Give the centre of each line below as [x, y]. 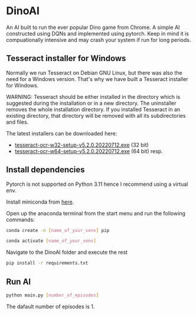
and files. [17, 122]
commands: [21, 220]
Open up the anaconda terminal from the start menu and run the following [96, 213]
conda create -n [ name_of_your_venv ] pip [58, 230]
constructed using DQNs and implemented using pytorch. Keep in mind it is [97, 33]
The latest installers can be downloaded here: [62, 133]
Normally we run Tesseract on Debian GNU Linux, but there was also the [94, 73]
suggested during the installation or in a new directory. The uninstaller [91, 103]
